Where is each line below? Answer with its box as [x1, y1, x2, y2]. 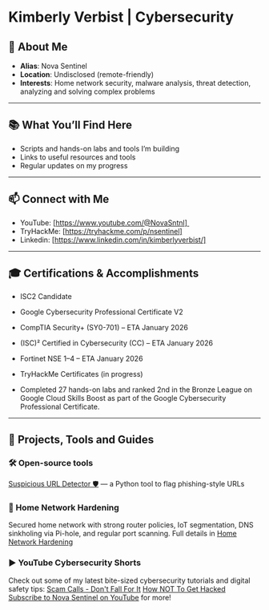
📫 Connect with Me [8, 192, 110, 206]
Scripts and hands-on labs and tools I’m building [19, 143, 180, 153]
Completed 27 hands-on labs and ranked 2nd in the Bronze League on [19, 385, 253, 394]
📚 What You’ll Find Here [8, 119, 132, 132]
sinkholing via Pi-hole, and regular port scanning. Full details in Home [8, 529, 238, 539]
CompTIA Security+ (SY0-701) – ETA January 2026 [19, 323, 188, 333]
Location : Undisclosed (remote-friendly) [19, 70, 155, 79]
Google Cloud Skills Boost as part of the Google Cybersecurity [19, 394, 227, 403]
